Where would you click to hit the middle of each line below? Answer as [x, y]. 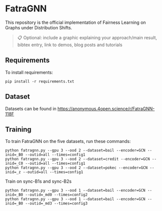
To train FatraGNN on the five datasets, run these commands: [68, 141]
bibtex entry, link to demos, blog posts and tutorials [70, 45]
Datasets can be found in [31, 108]
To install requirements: [29, 72]
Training [18, 129]
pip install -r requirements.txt [40, 81]
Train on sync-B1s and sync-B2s [39, 181]
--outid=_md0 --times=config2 [56, 195]
